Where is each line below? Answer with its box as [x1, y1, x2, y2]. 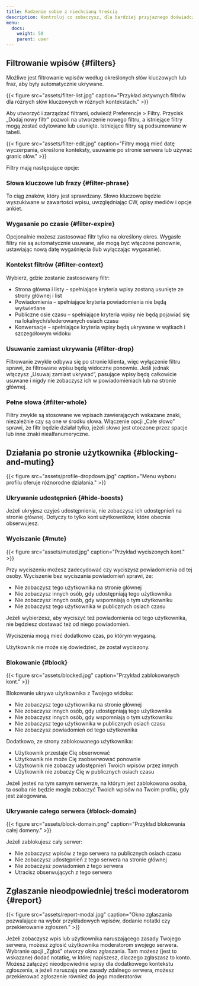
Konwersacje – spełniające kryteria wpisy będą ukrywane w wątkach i [14, 323, 185, 330]
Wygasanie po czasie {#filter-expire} [6, 220, 115, 228]
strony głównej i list [14, 292, 62, 299]
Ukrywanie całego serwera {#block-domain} [6, 807, 137, 815]
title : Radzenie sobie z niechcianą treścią [6, 8, 118, 15]
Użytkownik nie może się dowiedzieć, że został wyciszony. [6, 643, 150, 650]
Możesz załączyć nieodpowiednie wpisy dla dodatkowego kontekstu [6, 960, 174, 968]
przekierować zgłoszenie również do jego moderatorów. [6, 973, 143, 980]
